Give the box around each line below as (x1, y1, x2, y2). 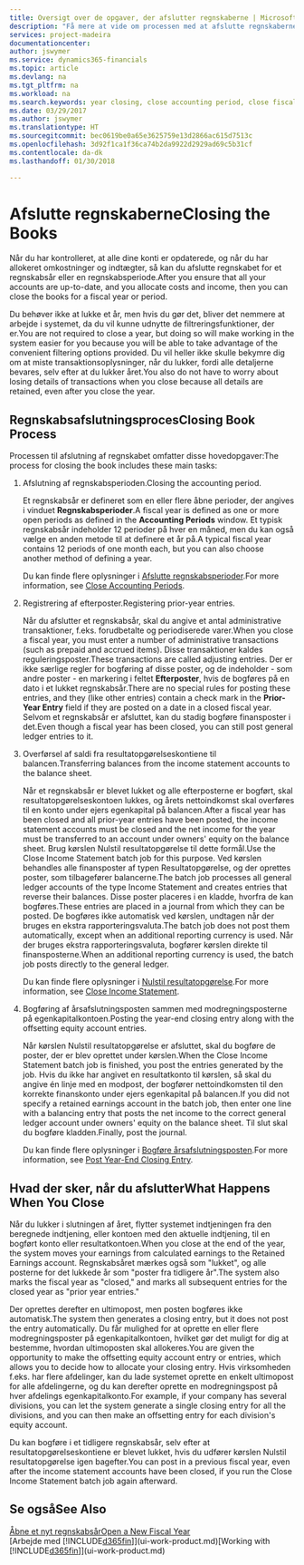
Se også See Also (9, 1502, 107, 1517)
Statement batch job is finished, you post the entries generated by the (22, 1060, 283, 1071)
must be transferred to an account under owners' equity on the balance (22, 833, 290, 844)
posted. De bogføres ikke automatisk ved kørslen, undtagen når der (22, 910, 275, 921)
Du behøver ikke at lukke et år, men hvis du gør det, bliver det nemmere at (9, 309, 285, 320)
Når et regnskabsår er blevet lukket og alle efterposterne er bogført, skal (22, 785, 293, 796)
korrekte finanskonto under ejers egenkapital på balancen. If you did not (22, 1089, 290, 1100)
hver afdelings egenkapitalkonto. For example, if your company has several (9, 1391, 288, 1402)
